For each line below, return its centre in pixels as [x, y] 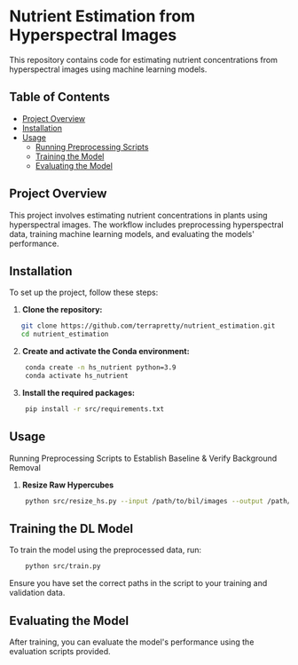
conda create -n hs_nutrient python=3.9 [101, 368]
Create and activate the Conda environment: [106, 352]
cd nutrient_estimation [65, 335]
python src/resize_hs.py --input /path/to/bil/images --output [145, 501]
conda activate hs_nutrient [77, 376]
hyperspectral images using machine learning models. [108, 69]
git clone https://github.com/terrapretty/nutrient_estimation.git [148, 326]
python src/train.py [63, 566]
